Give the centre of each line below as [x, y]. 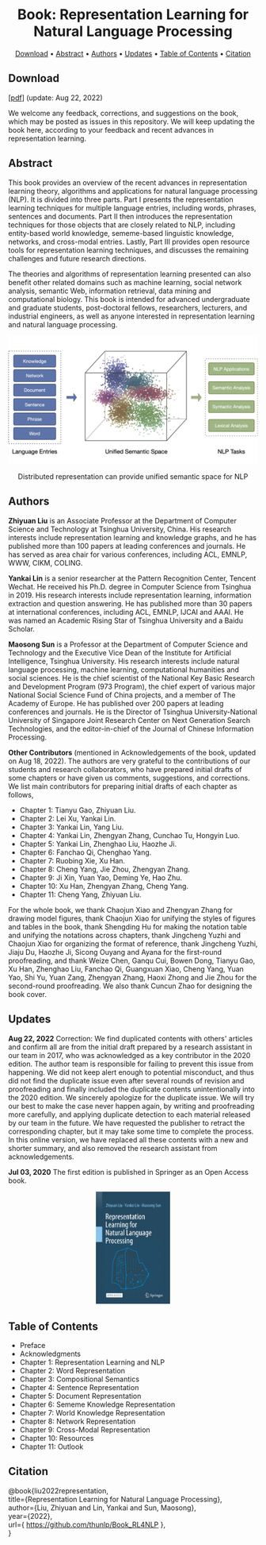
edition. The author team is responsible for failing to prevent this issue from [131, 1064]
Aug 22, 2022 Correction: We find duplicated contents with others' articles [131, 1038]
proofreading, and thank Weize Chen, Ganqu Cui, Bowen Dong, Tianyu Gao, [132, 960]
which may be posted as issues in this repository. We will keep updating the [132, 122]
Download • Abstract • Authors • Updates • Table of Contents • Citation [133, 53]
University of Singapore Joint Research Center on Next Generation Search [129, 720]
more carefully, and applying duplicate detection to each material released [129, 1114]
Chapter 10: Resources [57, 1438]
